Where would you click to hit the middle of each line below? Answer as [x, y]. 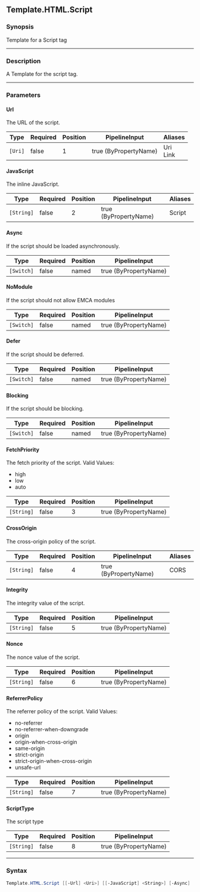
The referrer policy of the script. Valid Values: [62, 712]
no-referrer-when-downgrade [51, 729]
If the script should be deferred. [45, 354]
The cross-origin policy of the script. [51, 541]
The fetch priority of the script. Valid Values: [60, 463]
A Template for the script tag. [42, 73]
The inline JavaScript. [33, 184]
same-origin [30, 749]
